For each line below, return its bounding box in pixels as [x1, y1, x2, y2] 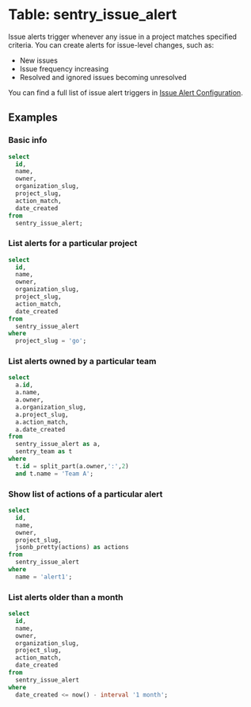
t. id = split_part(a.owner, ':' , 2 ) [15, 462, 129, 470]
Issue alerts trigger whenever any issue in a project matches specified [8, 32, 238, 41]
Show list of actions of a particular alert [8, 488, 163, 499]
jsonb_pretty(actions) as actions [15, 544, 129, 551]
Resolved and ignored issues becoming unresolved [19, 72, 188, 82]
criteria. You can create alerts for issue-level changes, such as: [8, 40, 215, 49]
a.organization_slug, [15, 403, 87, 411]
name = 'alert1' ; [15, 573, 73, 581]
